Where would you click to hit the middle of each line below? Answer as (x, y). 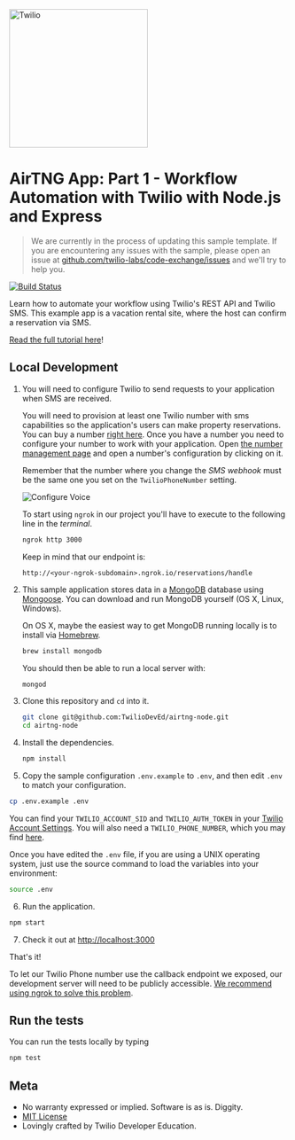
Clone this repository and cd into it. (85, 701)
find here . (27, 837)
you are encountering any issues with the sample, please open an (151, 250)
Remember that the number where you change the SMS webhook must (151, 470)
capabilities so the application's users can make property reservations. (151, 425)
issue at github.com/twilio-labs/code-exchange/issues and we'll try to (158, 260)
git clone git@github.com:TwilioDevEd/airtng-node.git (125, 717)
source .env (31, 889)
